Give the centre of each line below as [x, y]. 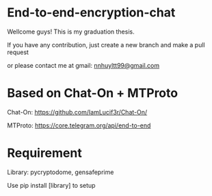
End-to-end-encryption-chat [91, 13]
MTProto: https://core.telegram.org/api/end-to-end [79, 125]
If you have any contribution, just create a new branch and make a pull [106, 45]
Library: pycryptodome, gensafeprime [61, 172]
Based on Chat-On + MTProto [93, 93]
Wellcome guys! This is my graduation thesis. [71, 32]
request [18, 52]
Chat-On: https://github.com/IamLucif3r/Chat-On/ [77, 112]
